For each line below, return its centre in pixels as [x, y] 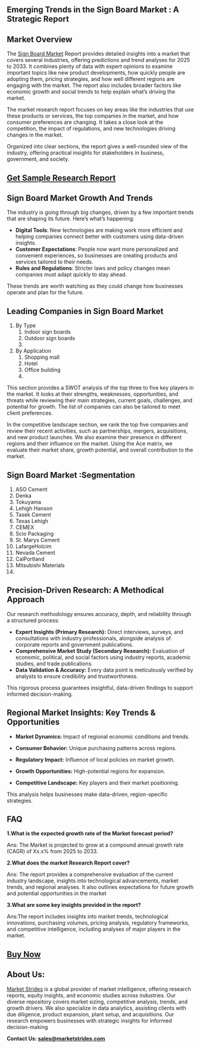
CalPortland [30, 559]
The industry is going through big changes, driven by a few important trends [100, 212]
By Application [33, 351]
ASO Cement [31, 489]
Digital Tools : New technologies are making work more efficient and [99, 230]
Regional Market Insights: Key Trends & [81, 713]
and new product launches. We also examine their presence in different [94, 437]
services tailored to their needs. [54, 262]
